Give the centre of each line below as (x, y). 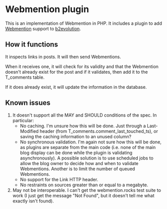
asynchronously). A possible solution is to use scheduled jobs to (87, 158)
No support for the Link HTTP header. (59, 179)
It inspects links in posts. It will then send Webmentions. (63, 57)
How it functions (32, 45)
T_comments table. (25, 77)
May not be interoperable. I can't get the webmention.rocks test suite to (87, 190)
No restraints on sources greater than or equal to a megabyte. (84, 185)
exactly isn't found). (33, 201)
